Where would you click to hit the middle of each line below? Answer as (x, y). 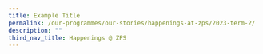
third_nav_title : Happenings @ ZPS (68, 38)
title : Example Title (44, 15)
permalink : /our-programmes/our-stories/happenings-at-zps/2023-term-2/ (132, 23)
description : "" (35, 30)
